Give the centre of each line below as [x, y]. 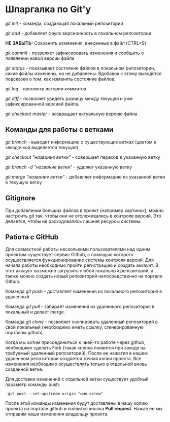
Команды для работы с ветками [59, 130]
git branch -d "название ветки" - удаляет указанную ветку [69, 167]
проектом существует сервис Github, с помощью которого [69, 255]
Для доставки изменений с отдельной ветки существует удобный [77, 379]
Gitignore [20, 198]
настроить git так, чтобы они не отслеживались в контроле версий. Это [83, 216]
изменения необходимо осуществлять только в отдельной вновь [76, 364]
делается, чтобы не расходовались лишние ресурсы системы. [73, 221]
